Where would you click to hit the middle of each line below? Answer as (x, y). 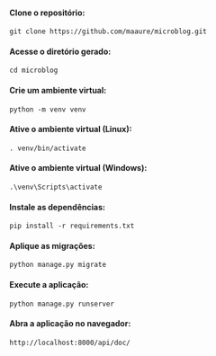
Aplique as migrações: (53, 245)
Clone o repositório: (47, 13)
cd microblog (34, 71)
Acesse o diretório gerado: (60, 51)
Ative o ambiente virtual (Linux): (71, 129)
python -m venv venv (48, 109)
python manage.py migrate (58, 265)
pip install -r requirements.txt (72, 226)
